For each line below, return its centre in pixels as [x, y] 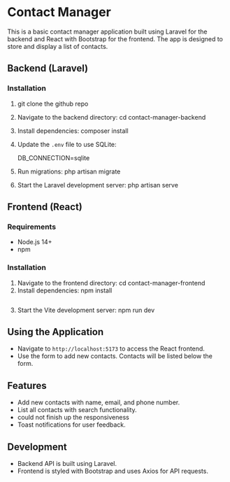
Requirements [32, 227]
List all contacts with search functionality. [77, 410]
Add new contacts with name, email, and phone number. [99, 402]
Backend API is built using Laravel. [67, 464]
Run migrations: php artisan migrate [69, 171]
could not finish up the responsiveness [73, 418]
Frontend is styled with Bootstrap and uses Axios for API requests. [113, 471]
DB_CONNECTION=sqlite [53, 157]
